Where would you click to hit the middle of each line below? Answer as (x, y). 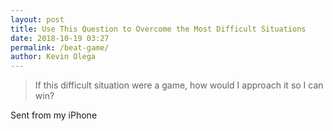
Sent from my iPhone (54, 115)
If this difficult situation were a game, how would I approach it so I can (179, 85)
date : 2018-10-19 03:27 (60, 38)
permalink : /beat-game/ (60, 47)
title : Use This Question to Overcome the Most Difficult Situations (158, 29)
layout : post (37, 19)
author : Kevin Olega (53, 57)
